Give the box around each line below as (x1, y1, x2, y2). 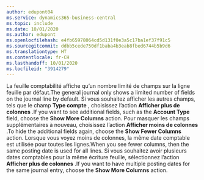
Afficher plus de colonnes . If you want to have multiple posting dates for (6, 160, 191, 168)
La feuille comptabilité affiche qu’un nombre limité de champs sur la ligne (6, 82, 191, 90)
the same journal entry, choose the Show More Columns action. (6, 167, 168, 174)
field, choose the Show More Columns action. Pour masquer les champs (6, 115, 190, 122)
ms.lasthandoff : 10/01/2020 (6, 60, 78, 66)
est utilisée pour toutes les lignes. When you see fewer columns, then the (6, 141, 189, 148)
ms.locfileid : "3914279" (6, 65, 70, 72)
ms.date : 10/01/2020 (6, 26, 59, 32)
